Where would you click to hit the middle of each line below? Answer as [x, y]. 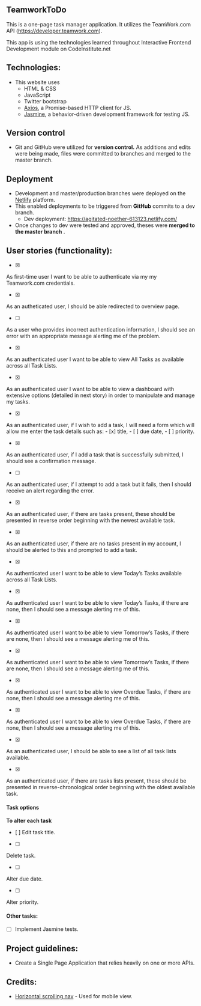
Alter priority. [22, 902]
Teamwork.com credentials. [40, 283]
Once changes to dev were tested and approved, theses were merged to [105, 225]
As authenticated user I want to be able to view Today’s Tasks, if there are [97, 603]
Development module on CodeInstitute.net [58, 49]
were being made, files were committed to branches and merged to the [103, 154]
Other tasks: [22, 916]
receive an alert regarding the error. [50, 491]
